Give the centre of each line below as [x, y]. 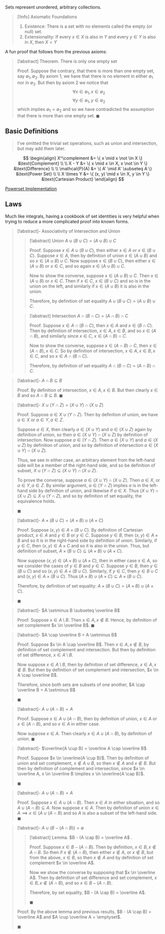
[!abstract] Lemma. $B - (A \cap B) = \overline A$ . [81, 837]
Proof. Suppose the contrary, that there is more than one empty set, [86, 71]
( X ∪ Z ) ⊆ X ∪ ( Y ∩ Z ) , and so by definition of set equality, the [79, 496]
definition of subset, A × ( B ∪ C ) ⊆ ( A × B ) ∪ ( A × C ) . [70, 551]
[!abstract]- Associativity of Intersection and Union [69, 231]
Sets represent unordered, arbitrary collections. [53, 7]
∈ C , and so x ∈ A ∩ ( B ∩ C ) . [59, 356]
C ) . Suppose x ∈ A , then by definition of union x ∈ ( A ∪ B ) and [93, 255]
